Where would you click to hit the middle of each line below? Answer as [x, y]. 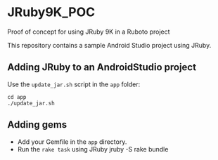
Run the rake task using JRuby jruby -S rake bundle [93, 149]
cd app [17, 97]
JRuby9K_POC [51, 12]
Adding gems [37, 125]
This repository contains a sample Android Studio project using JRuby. [109, 45]
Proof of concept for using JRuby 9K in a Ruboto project [89, 32]
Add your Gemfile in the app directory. [72, 142]
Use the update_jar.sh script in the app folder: [74, 84]
